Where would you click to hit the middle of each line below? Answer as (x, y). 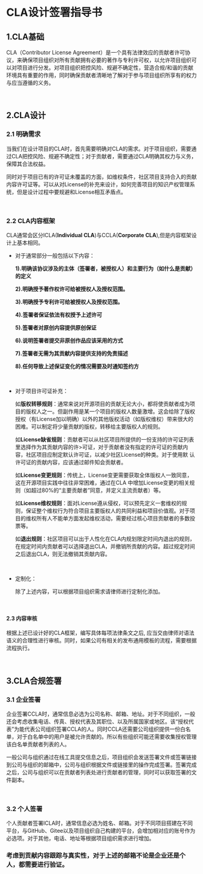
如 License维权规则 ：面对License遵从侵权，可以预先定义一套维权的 (98, 503)
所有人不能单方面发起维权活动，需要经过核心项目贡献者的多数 (113, 518)
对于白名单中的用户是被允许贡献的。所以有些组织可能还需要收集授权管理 (107, 736)
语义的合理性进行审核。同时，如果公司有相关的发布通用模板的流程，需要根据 (101, 640)
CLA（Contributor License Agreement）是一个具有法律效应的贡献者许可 (96, 52)
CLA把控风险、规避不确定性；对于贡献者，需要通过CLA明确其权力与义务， (104, 156)
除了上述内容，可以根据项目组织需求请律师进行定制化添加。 (89, 591)
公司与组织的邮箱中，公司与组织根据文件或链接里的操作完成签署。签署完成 (104, 764)
